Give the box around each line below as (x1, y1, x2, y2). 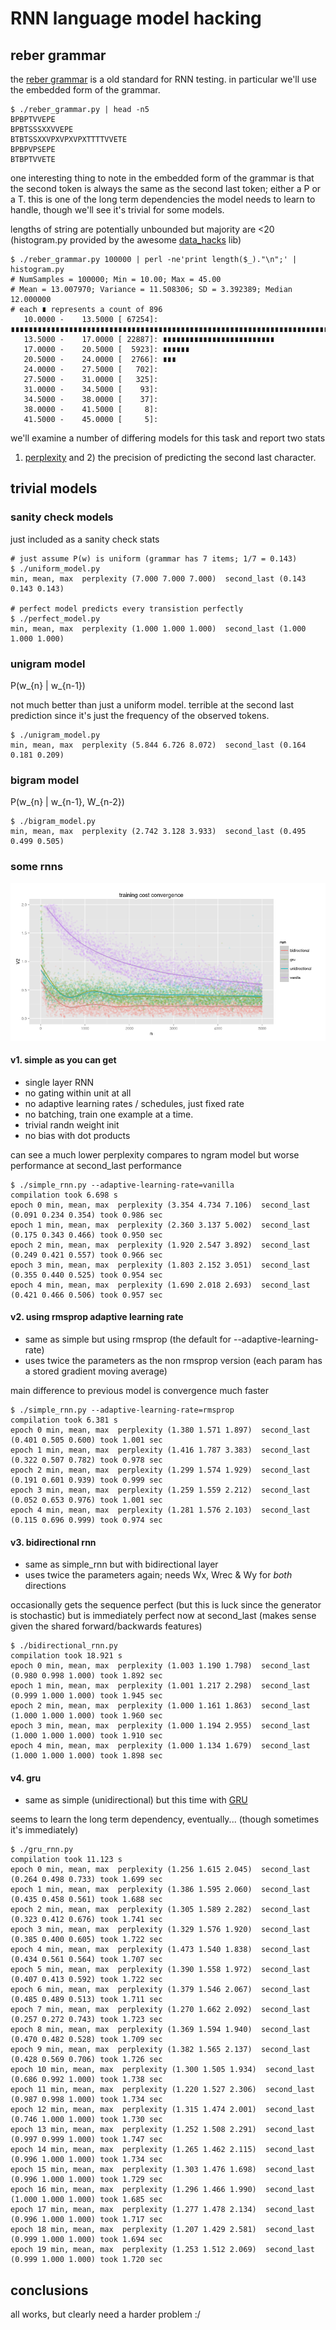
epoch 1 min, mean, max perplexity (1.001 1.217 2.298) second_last (10, 1681, 311, 1691)
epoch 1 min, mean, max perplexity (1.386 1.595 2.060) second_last (10, 1885, 311, 1895)
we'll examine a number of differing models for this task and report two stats (10, 432, 326, 444)
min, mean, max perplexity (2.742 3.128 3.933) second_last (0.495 (10, 827, 307, 837)
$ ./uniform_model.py (10, 563, 101, 574)
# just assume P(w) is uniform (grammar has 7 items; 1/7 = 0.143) (10, 553, 298, 564)
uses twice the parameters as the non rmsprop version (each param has (24, 1354, 323, 1366)
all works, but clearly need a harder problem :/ (10, 2308, 201, 2321)
